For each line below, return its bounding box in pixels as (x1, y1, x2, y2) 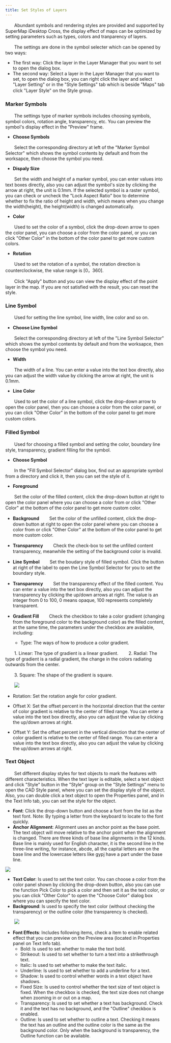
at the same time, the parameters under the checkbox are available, (12, 624, 155, 630)
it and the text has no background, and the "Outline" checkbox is (20, 1005, 156, 1011)
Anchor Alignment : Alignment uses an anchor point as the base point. (12, 824, 160, 830)
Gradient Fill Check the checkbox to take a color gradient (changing (12, 613, 164, 619)
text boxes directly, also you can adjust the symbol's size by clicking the (5, 182, 157, 188)
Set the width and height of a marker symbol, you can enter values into (14, 176, 163, 182)
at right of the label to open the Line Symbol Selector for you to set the (12, 564, 161, 571)
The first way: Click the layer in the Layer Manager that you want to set (12, 59, 161, 65)
